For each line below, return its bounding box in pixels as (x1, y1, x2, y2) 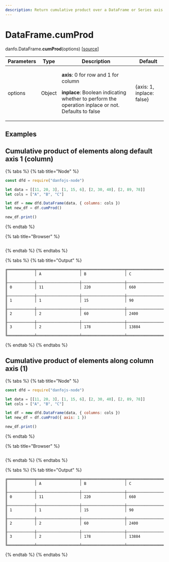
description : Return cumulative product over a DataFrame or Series (5, 7, 152, 13)
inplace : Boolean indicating (61, 89, 127, 96)
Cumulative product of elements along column (5, 357, 154, 365)
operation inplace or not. (61, 101, 120, 108)
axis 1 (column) (5, 155, 54, 164)
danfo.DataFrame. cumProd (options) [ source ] (5, 46, 99, 52)
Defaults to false (61, 108, 101, 115)
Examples (5, 129, 37, 138)
